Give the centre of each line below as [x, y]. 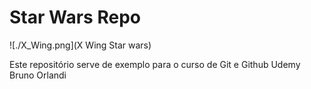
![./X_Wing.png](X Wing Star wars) [80, 45]
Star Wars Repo [75, 17]
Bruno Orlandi [38, 75]
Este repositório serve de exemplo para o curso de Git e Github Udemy [155, 64]
